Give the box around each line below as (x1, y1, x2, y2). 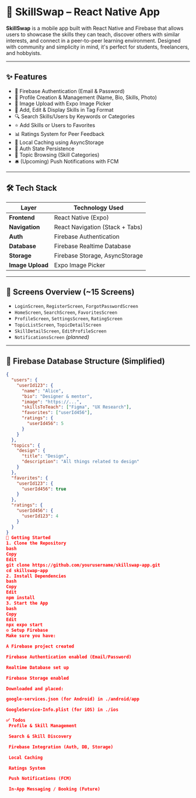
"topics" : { (11, 442, 41, 448)
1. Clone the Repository (6, 540, 66, 546)
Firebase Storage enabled (6, 675, 69, 681)
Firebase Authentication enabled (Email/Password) (6, 654, 132, 660)
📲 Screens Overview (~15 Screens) (6, 287, 135, 297)
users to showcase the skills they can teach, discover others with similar (6, 30, 180, 37)
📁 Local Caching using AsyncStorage (14, 139, 104, 146)
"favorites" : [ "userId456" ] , (21, 410, 93, 416)
